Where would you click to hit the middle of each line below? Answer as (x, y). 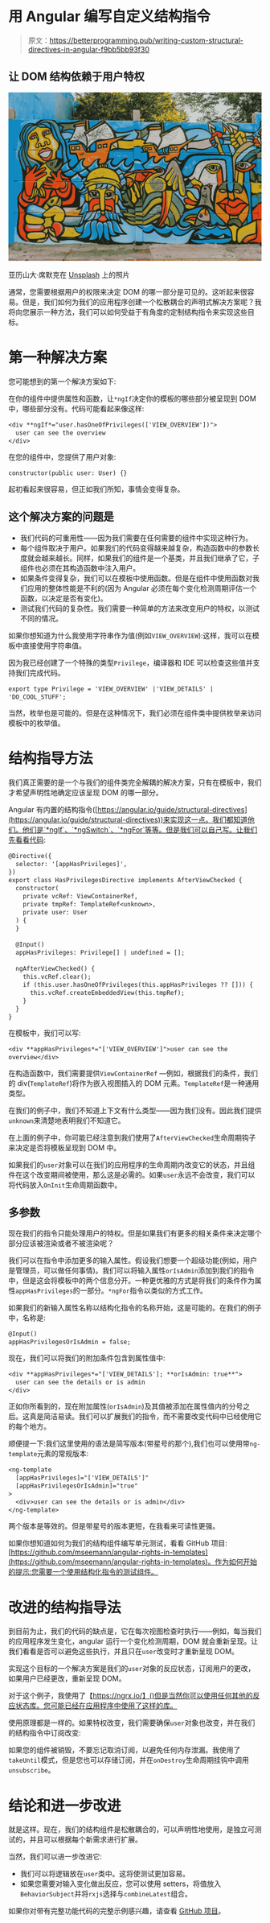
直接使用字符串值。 (54, 646)
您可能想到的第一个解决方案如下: (62, 381)
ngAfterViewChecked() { (55, 968)
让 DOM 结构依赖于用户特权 (76, 77)
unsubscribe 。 (32, 1770)
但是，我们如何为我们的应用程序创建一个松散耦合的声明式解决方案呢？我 (142, 302)
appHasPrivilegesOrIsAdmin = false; (70, 1342)
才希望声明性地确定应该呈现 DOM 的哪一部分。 (86, 792)
